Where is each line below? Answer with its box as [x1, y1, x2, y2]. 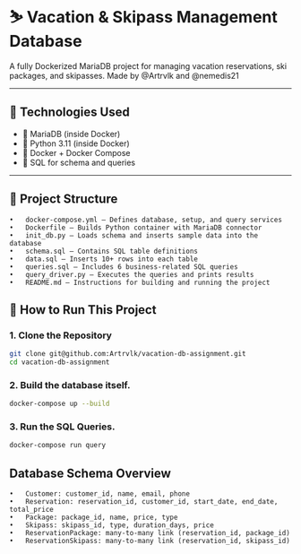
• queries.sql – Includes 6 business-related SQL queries [9, 262, 239, 272]
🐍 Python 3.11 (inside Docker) [21, 138, 130, 149]
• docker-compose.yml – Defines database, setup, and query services [9, 215, 282, 224]
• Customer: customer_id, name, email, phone [9, 489, 191, 498]
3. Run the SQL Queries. [9, 420, 116, 433]
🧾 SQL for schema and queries [21, 157, 136, 168]
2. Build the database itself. [9, 378, 131, 391]
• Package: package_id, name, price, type [9, 513, 178, 523]
